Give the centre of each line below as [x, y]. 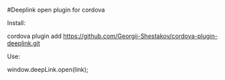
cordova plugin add [35, 36]
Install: [16, 23]
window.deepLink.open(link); [48, 69]
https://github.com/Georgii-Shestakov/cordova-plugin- [140, 36]
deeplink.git [24, 43]
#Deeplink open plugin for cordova [56, 10]
